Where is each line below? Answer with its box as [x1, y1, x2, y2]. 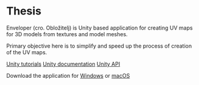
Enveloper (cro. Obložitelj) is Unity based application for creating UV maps [6, 24, 193, 31]
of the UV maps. [6, 48, 47, 55]
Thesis [6, 4, 41, 18]
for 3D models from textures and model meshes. [6, 30, 128, 37]
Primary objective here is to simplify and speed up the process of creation [6, 42, 192, 49]
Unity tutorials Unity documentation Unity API [6, 60, 120, 68]
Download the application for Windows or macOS [6, 72, 130, 79]
